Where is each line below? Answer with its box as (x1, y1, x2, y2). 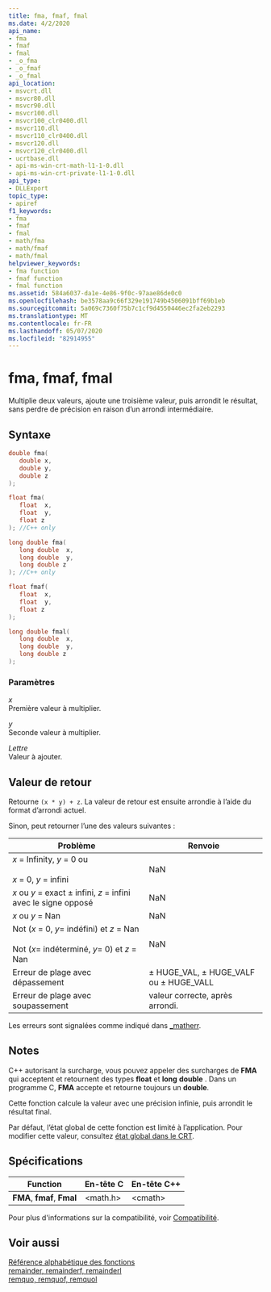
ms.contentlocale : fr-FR (8, 320, 92, 328)
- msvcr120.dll (8, 139, 60, 148)
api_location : (8, 79, 56, 87)
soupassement (12, 1000, 69, 1011)
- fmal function (8, 282, 63, 291)
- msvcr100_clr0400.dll (8, 117, 89, 125)
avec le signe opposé (12, 897, 94, 908)
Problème (57, 840, 96, 851)
